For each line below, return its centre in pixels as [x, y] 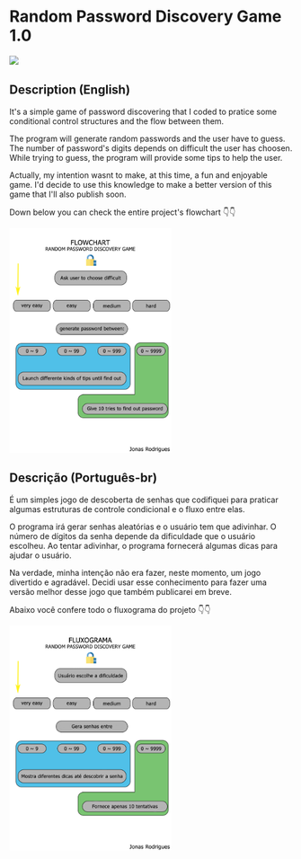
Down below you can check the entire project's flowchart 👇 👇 [123, 212]
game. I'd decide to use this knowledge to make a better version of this [141, 184]
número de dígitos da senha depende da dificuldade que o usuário [133, 536]
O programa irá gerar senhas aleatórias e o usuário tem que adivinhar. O [143, 527]
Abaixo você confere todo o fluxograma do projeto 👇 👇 [110, 609]
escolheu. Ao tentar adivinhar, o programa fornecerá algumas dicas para [144, 545]
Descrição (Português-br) [83, 478]
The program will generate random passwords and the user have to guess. [147, 138]
